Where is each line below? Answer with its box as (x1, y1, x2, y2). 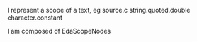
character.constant (7, 13, 62, 22)
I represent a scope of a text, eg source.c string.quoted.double (7, 6, 191, 14)
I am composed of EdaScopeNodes (7, 27, 111, 35)
